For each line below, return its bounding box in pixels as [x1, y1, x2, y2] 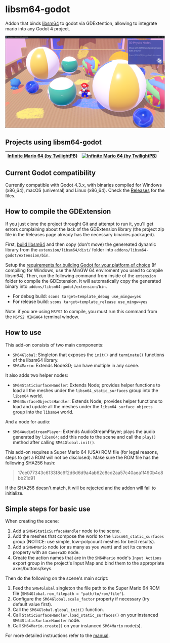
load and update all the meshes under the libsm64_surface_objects [12, 403, 153, 409]
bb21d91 [17, 475, 35, 481]
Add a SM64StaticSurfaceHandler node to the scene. [12, 528, 121, 534]
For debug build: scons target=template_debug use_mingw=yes [12, 293, 141, 299]
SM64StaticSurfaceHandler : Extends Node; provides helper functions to [12, 382, 160, 388]
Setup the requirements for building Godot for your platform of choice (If [5, 262, 156, 268]
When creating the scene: [5, 518, 59, 524]
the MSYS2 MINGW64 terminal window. [5, 314, 79, 320]
